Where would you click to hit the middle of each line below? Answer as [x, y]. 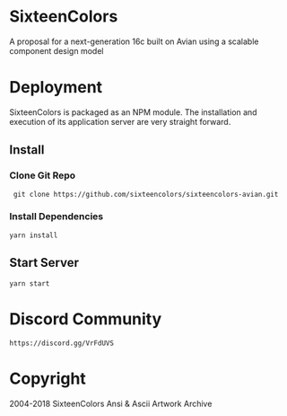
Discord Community [86, 319]
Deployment [56, 88]
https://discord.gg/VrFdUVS [62, 343]
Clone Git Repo [43, 175]
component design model [57, 50]
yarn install [34, 235]
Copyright [48, 378]
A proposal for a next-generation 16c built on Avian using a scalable [134, 41]
